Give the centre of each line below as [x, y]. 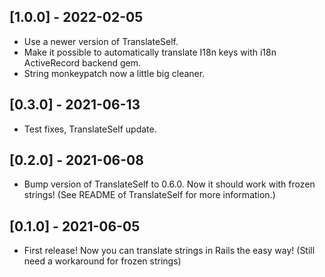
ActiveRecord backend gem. [82, 62]
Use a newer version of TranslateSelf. [101, 41]
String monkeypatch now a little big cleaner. [114, 73]
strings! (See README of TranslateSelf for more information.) [149, 195]
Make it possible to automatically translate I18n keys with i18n [150, 52]
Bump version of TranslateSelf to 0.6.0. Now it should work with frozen [169, 184]
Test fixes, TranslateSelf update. [90, 129]
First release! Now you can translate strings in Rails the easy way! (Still [169, 251]
